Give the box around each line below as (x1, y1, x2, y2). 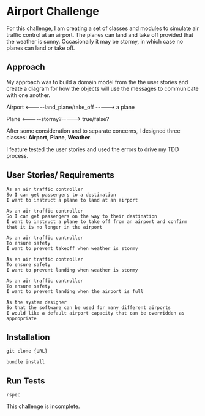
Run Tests (6, 375, 45, 386)
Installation (6, 332, 50, 342)
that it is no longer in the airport (6, 224, 103, 230)
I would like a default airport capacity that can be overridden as (6, 310, 185, 316)
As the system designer (6, 299, 67, 305)
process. (6, 152, 29, 159)
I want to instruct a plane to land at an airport (6, 197, 138, 203)
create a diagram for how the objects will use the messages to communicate (6, 85, 199, 92)
